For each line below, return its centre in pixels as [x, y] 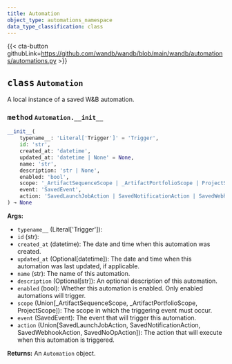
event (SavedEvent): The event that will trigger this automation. [107, 318]
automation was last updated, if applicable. [78, 266]
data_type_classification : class [55, 26]
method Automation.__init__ [55, 118]
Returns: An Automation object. [51, 353]
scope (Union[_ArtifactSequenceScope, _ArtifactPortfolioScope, [107, 303]
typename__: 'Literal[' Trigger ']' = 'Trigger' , [89, 138]
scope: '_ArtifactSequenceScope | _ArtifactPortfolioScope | [109, 183]
